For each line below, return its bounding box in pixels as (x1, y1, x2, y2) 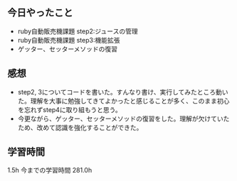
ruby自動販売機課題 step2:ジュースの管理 (17, 27, 138, 35)
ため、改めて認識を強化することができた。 (17, 123, 143, 131)
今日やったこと (7, 6, 73, 19)
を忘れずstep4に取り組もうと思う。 (17, 105, 122, 114)
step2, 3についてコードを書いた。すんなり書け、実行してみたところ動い (17, 87, 228, 96)
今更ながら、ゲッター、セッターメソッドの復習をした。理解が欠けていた (17, 114, 230, 123)
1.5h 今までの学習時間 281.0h (7, 166, 93, 175)
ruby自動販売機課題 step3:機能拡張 (17, 35, 120, 44)
